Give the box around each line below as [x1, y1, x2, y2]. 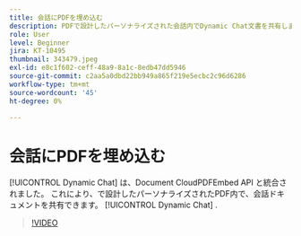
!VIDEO [30, 217, 58, 229]
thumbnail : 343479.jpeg [9, 55, 99, 64]
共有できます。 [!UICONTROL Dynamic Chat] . [47, 199, 218, 211]
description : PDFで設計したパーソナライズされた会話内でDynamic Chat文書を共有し [9, 22, 288, 31]
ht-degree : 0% [9, 96, 63, 106]
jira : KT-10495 [9, 47, 66, 56]
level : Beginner [9, 38, 70, 48]
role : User [9, 30, 50, 39]
